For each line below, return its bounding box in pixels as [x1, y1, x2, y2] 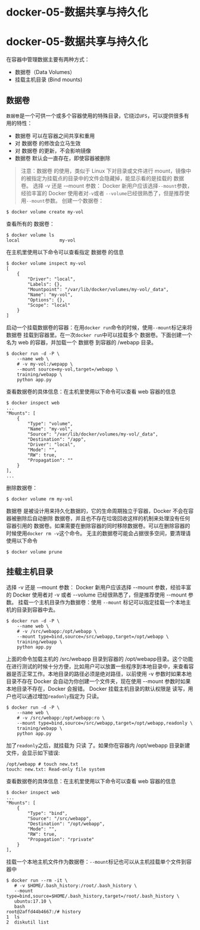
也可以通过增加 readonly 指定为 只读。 [11, 693, 102, 700]
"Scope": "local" [27, 302, 70, 308]
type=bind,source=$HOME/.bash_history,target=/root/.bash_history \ [6, 893, 180, 899]
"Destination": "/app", [27, 436, 86, 442]
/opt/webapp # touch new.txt [6, 761, 79, 767]
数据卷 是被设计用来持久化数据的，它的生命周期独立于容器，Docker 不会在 [6, 507, 189, 514]
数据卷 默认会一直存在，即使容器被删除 [14, 155, 111, 162]
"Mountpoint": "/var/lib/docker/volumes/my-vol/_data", [27, 286, 169, 292]
